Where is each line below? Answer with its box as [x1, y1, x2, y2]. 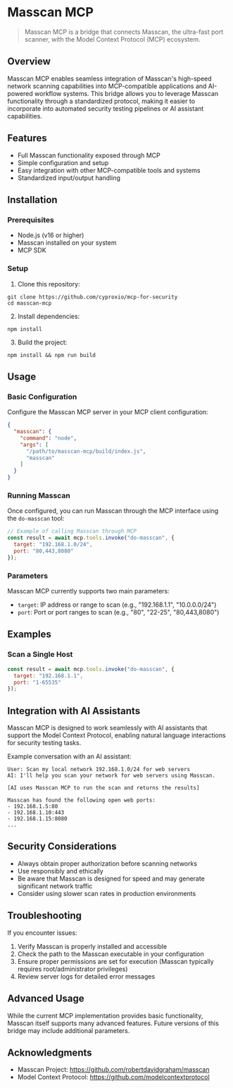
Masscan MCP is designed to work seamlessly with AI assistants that [7, 724, 208, 732]
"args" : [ [20, 441, 49, 448]
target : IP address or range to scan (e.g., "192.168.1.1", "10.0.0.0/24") [17, 600, 217, 609]
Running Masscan [7, 491, 70, 501]
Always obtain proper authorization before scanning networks [17, 859, 198, 868]
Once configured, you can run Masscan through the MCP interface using [7, 507, 219, 515]
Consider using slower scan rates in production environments [17, 889, 196, 897]
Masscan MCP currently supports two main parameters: [7, 587, 170, 596]
